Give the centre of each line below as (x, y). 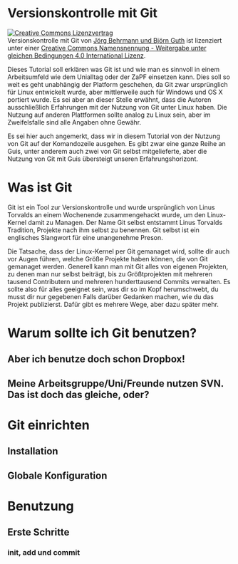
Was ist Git (40, 188)
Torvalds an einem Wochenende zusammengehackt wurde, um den (107, 214)
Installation (33, 451)
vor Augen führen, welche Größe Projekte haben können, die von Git (108, 258)
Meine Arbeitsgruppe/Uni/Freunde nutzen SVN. (116, 383)
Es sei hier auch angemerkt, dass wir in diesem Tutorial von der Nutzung (114, 136)
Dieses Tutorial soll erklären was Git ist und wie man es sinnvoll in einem (113, 69)
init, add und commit (44, 553)
